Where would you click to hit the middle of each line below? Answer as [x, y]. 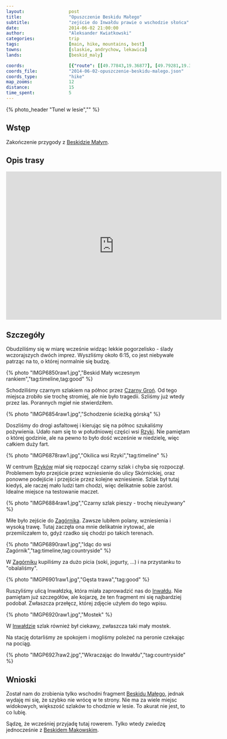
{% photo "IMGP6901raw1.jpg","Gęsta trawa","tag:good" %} [78, 580]
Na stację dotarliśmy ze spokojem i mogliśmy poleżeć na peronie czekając [95, 637]
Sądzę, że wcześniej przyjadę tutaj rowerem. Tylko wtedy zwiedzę [86, 724]
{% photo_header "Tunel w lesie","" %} [53, 110]
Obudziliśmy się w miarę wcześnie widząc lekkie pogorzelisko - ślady [90, 349]
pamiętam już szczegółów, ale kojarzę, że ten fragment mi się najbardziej [94, 597]
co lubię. [17, 713]
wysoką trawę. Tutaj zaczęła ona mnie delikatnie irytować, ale [80, 527]
